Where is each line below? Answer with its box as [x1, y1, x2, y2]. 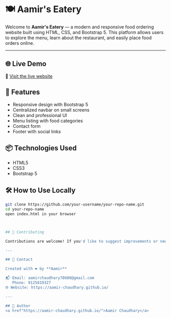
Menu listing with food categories [12, 118, 83, 124]
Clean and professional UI [12, 112, 67, 118]
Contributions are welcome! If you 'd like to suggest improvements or [5, 239, 158, 244]
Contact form [12, 123, 41, 129]
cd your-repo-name [5, 207, 44, 212]
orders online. [5, 40, 35, 46]
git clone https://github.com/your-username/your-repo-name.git [5, 202, 145, 207]
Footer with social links [12, 128, 61, 134]
